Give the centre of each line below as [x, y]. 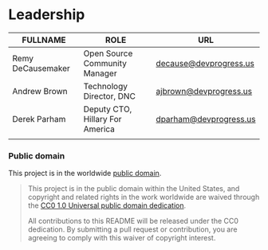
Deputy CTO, [108, 109]
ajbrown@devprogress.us [204, 91]
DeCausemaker [41, 68]
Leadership [47, 15]
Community [105, 63]
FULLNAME [44, 40]
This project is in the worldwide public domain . [85, 174]
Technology [105, 86]
